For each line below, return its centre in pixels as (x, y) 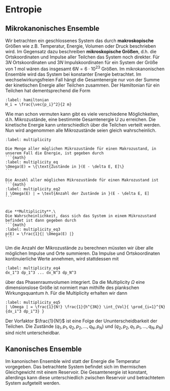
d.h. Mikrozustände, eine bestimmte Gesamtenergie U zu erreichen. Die (80, 119)
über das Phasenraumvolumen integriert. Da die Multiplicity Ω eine (75, 282)
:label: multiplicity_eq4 (33, 268)
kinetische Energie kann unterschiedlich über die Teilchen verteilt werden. (83, 125)
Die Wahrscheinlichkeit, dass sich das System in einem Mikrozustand (81, 216)
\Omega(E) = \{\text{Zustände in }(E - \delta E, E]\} (65, 167)
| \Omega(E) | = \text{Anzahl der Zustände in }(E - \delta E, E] (77, 193)
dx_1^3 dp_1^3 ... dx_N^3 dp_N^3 (41, 273)
